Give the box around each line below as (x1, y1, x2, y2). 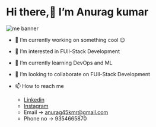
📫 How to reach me (14, 82, 64, 89)
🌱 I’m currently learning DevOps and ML (14, 59, 113, 66)
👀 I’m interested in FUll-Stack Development (14, 47, 120, 55)
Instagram (23, 102, 49, 109)
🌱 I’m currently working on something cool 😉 (14, 36, 126, 43)
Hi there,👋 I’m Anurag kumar (6, 5, 149, 19)
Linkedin (23, 96, 44, 103)
